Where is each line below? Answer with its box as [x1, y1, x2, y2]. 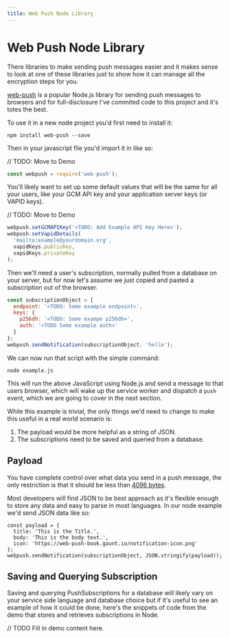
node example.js [7, 367, 54, 374]
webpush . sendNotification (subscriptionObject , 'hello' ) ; [7, 341, 174, 348]
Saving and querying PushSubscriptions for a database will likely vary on [7, 589, 214, 597]
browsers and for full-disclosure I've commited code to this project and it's [7, 98, 218, 106]
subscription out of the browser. [7, 283, 98, 291]
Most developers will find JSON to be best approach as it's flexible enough [7, 493, 219, 502]
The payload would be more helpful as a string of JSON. [16, 427, 176, 436]
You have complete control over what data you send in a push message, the [7, 473, 222, 482]
